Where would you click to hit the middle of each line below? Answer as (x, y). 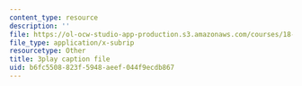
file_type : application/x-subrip (72, 43)
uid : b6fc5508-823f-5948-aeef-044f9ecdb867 (92, 68)
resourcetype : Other (48, 51)
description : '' (40, 26)
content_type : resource (54, 17)
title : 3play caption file (60, 59)
